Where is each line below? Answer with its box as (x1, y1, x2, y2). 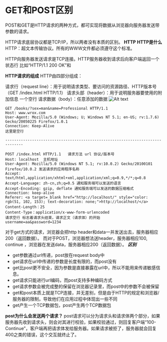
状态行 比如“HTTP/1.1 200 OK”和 (5, 62, 71, 68)
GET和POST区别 (5, 5, 73, 16)
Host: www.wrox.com (5, 110, 46, 115)
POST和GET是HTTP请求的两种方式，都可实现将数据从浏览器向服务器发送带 (5, 22, 160, 28)
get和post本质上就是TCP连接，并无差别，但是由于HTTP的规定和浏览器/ (12, 289, 160, 295)
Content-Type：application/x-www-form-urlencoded (5, 210, 110, 215)
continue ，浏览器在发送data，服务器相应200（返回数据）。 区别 (5, 241, 137, 247)
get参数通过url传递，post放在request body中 (12, 252, 105, 258)
